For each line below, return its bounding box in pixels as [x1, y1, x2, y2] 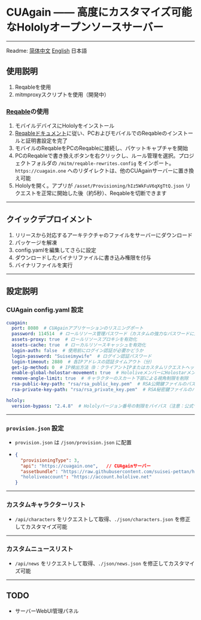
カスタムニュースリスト [6, 545, 74, 553]
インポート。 [142, 159, 175, 167]
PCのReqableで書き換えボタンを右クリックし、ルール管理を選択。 [14, 152, 179, 159]
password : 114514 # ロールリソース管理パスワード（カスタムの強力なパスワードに [11, 331, 194, 337]
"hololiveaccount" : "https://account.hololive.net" [20, 474, 152, 480]
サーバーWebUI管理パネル [14, 607, 79, 615]
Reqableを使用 [14, 83, 51, 91]
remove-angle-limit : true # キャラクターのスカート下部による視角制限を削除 [11, 375, 189, 381]
